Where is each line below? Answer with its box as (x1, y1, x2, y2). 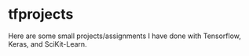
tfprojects (8, 5, 74, 23)
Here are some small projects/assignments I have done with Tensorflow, (8, 31, 242, 40)
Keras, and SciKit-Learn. (8, 39, 88, 48)
